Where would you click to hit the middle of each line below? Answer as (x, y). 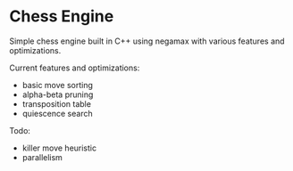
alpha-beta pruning (58, 94)
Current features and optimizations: (75, 68)
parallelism (42, 157)
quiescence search (57, 113)
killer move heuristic (59, 148)
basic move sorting (58, 85)
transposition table (57, 103)
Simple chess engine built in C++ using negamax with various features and (147, 41)
